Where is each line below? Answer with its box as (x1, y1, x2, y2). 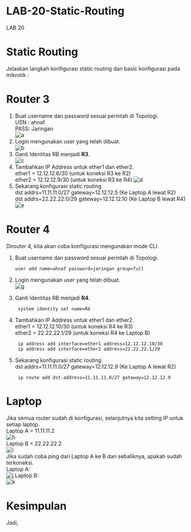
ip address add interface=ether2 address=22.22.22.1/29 (17, 346, 160, 352)
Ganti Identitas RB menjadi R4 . (14, 294, 90, 301)
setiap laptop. (6, 420, 40, 428)
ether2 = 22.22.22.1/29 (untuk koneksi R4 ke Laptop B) (14, 329, 151, 336)
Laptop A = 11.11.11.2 (6, 427, 55, 434)
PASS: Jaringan (14, 125, 53, 132)
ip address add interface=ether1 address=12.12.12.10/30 (17, 340, 163, 346)
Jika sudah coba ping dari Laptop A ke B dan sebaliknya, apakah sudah (6, 452, 183, 460)
